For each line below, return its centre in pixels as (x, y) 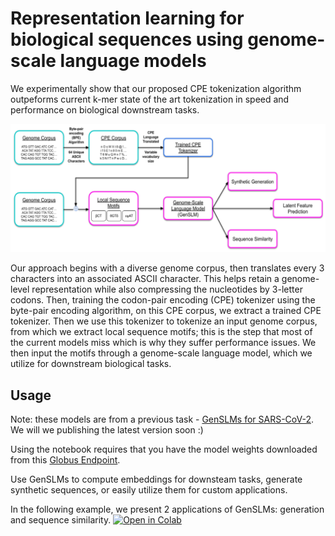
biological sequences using (127, 39)
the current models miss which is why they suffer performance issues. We (163, 343)
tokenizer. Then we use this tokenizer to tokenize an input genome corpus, (164, 321)
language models (133, 61)
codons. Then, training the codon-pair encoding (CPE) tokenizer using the (163, 300)
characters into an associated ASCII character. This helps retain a (145, 279)
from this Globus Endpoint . (65, 459)
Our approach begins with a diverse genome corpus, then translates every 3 (167, 268)
